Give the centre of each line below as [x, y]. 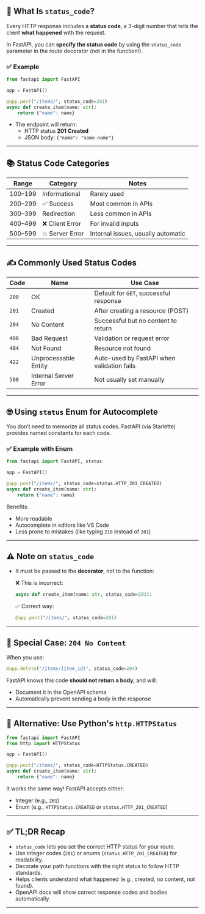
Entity [39, 366]
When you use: [25, 657]
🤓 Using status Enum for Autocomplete [82, 411]
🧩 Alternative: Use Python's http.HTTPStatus [92, 723]
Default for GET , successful [132, 293]
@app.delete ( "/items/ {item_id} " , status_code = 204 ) [72, 668]
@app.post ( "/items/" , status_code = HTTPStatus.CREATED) [77, 765]
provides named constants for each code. [59, 433]
